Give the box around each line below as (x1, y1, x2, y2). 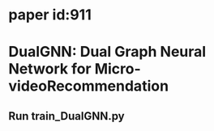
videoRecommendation (8, 77, 169, 95)
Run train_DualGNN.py (8, 109, 125, 123)
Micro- (94, 60, 142, 78)
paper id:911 (8, 6, 92, 24)
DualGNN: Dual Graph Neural (8, 43, 207, 61)
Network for (8, 60, 92, 78)
